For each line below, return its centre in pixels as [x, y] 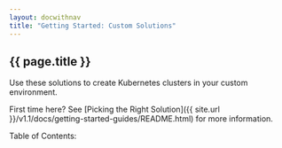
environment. [33, 92]
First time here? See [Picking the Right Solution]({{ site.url [114, 109]
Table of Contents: [43, 136]
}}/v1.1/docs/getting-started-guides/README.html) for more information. [141, 119]
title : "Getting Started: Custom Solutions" [93, 26]
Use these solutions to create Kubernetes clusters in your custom [129, 83]
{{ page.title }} [50, 62]
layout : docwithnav [45, 17]
